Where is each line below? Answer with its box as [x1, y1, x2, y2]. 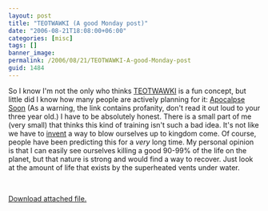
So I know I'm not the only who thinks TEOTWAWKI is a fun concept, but [8, 86, 246, 95]
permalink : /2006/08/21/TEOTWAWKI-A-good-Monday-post [8, 57, 192, 65]
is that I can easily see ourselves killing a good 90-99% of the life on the [8, 145, 247, 155]
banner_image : [8, 49, 56, 57]
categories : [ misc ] [8, 34, 74, 43]
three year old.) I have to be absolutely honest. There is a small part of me [8, 112, 252, 121]
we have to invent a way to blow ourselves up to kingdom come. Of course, [8, 128, 257, 138]
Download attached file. [8, 193, 87, 203]
